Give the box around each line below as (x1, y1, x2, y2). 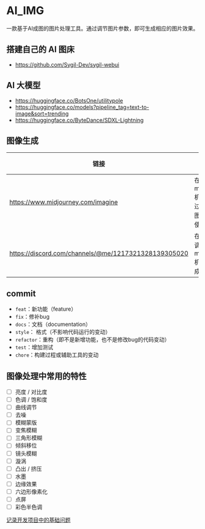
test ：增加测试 (15, 344, 54, 351)
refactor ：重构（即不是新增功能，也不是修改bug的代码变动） (15, 336, 170, 343)
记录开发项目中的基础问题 (6, 516, 71, 523)
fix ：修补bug (15, 313, 50, 320)
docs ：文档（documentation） (15, 320, 92, 328)
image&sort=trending (15, 109, 69, 117)
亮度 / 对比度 (15, 388, 48, 395)
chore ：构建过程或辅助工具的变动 (15, 351, 99, 358)
